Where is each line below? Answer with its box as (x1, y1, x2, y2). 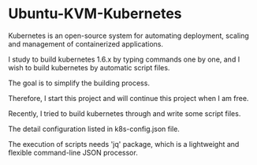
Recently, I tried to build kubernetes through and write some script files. (8, 108, 241, 118)
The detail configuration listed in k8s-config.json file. (8, 124, 180, 133)
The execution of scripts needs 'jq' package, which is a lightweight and (8, 139, 240, 148)
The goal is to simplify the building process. (8, 78, 150, 88)
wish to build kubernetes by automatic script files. (8, 62, 170, 72)
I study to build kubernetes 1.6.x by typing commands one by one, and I (8, 54, 240, 64)
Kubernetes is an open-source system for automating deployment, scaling (8, 31, 250, 40)
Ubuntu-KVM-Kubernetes (8, 5, 183, 23)
